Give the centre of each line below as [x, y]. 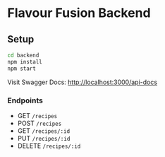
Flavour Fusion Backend [79, 13]
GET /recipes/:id [44, 130]
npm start [22, 69]
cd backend [23, 55]
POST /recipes [39, 123]
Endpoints [25, 100]
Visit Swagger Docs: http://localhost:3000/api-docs [82, 82]
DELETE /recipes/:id [49, 146]
